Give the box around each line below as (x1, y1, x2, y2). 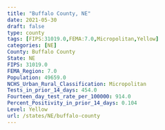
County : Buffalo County (7, 49, 76, 56)
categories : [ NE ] (7, 42, 57, 49)
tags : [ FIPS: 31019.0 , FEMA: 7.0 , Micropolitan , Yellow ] (7, 36, 159, 43)
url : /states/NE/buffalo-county (7, 112, 100, 119)
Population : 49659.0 (7, 74, 67, 81)
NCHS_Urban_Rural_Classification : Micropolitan (7, 80, 147, 87)
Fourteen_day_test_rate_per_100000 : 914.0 (7, 94, 131, 100)
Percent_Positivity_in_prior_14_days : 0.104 (7, 100, 137, 107)
